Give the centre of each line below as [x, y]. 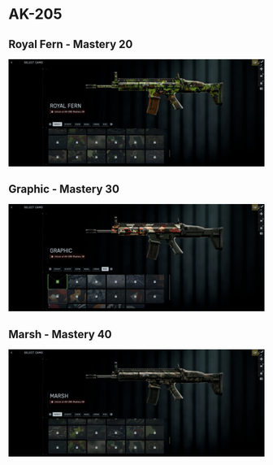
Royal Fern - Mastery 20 [71, 44]
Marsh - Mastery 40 [60, 334]
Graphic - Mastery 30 [64, 189]
